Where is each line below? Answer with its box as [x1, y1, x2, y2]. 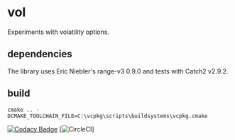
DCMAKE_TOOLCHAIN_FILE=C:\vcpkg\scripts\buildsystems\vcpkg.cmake [7, 112, 208, 119]
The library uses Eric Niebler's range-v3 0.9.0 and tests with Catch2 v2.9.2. [7, 66, 229, 75]
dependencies [7, 48, 72, 60]
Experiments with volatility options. [7, 28, 110, 36]
